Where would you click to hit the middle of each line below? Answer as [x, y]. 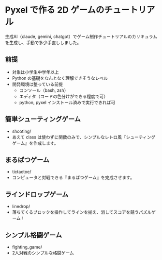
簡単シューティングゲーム [43, 119]
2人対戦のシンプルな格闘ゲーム [43, 253]
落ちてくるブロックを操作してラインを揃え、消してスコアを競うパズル [82, 212]
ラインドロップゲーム [37, 194]
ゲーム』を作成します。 [35, 143]
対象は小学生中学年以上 [35, 72]
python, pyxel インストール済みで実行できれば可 [67, 102]
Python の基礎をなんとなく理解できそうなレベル [60, 78]
